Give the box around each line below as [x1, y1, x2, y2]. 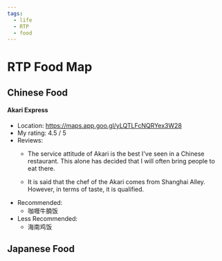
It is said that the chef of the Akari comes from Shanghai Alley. [27, 178, 206, 186]
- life [13, 17, 33, 24]
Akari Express [7, 106, 48, 114]
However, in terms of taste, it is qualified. [27, 185, 145, 194]
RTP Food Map [7, 60, 93, 75]
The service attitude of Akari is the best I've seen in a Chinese [27, 150, 205, 158]
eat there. [27, 164, 55, 173]
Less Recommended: [17, 215, 78, 223]
